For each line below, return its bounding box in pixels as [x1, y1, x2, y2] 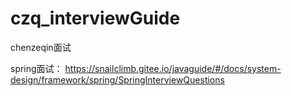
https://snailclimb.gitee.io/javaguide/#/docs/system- [64, 62, 282, 74]
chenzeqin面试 [10, 41, 72, 53]
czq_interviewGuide [10, 7, 181, 30]
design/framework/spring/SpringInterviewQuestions [10, 73, 225, 86]
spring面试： [10, 62, 63, 74]
